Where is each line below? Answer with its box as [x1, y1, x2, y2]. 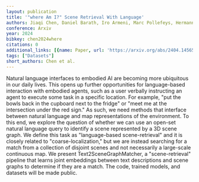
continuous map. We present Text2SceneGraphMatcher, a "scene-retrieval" [6, 150, 191, 157]
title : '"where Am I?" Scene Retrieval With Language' [6, 14, 145, 20]
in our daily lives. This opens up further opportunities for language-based [6, 81, 185, 88]
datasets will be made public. [6, 169, 78, 176]
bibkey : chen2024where [6, 36, 62, 42]
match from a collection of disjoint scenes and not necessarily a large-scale [6, 143, 191, 151]
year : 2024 [6, 31, 33, 37]
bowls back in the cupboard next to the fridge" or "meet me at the [6, 100, 167, 107]
